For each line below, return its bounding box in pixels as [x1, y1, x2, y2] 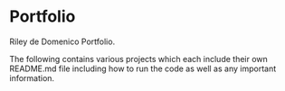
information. [9, 72, 55, 83]
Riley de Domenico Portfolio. [9, 36, 116, 47]
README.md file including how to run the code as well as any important [9, 63, 277, 74]
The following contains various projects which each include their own [9, 53, 269, 64]
